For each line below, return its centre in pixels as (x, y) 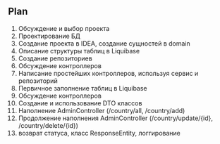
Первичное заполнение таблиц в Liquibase (82, 88)
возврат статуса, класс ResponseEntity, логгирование (99, 133)
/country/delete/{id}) (48, 125)
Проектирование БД (49, 36)
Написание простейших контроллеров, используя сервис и (108, 73)
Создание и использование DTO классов (80, 103)
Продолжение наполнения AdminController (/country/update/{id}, (116, 118)
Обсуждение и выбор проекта (64, 28)
